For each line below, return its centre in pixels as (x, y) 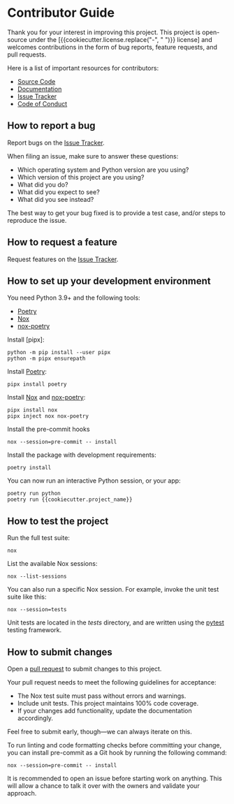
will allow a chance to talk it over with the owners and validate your (104, 786)
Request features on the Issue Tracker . (63, 259)
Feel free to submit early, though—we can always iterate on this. (100, 732)
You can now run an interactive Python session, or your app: (94, 481)
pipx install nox (32, 410)
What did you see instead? (56, 199)
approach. (22, 793)
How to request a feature (62, 242)
